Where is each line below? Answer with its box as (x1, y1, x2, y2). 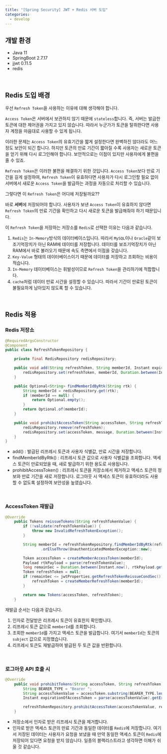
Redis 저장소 (5, 326, 35, 333)
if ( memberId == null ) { (23, 393, 75, 398)
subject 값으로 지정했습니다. (12, 636, 68, 642)
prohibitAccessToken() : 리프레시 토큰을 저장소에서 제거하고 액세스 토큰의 (12, 467, 157, 473)
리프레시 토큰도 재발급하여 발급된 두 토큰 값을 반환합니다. (12, 642, 123, 648)
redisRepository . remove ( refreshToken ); (23, 425, 106, 430)
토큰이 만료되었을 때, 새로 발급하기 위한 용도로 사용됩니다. (17, 461, 129, 467)
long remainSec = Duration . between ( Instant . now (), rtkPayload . (23, 565, 157, 570)
